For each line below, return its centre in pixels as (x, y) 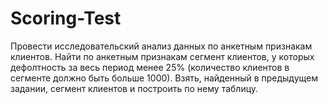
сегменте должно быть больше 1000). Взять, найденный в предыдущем (164, 78)
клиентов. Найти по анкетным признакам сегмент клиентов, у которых (162, 56)
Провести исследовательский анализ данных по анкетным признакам (161, 46)
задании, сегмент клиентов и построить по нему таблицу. (134, 88)
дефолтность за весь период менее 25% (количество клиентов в (150, 67)
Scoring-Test (66, 18)
